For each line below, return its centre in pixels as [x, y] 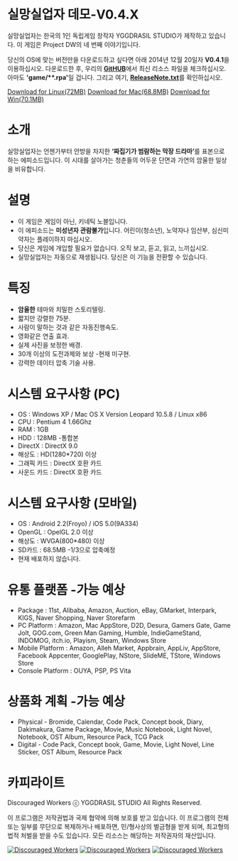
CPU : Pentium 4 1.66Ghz [55, 422]
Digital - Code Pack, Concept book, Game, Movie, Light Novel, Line [116, 744]
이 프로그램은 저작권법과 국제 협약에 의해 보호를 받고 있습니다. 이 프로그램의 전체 [118, 818]
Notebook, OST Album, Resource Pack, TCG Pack [91, 737]
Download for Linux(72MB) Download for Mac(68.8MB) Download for [109, 91]
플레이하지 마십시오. [64, 239]
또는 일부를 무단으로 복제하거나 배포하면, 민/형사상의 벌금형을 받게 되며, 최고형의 [118, 827]
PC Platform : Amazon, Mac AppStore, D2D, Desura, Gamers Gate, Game [124, 625]
